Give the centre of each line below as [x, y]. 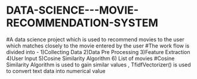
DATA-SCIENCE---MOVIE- [73, 10]
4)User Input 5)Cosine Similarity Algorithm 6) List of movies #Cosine [90, 58]
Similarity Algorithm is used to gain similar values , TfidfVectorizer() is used [98, 64]
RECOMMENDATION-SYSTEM [82, 23]
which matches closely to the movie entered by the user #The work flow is [98, 46]
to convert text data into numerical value [56, 71]
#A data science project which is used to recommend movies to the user [95, 39]
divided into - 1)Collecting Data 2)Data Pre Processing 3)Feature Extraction [98, 52]
